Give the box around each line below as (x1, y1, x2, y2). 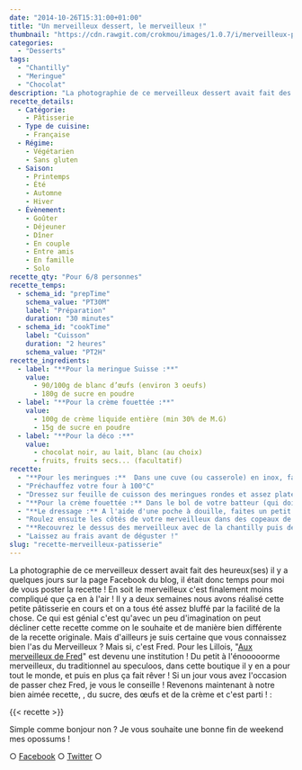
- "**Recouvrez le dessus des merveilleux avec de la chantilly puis (17, 524, 283, 533)
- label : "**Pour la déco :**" (17, 431, 135, 441)
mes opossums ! (9, 733, 70, 744)
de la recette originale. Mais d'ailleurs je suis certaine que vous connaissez (9, 631, 288, 642)
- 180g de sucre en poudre (32, 389, 135, 398)
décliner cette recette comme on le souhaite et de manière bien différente (9, 622, 282, 632)
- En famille (25, 255, 75, 265)
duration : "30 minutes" (25, 314, 115, 324)
